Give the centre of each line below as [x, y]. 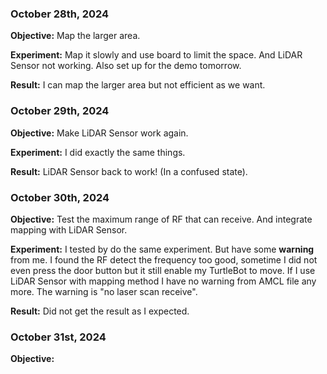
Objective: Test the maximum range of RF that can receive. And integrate [161, 219]
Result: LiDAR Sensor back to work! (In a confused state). [129, 171]
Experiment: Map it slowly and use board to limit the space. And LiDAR [156, 55]
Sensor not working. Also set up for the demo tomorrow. [126, 66]
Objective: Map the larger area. [75, 36]
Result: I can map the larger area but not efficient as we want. [138, 85]
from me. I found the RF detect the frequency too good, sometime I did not [164, 259]
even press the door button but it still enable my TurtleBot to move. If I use [163, 270]
